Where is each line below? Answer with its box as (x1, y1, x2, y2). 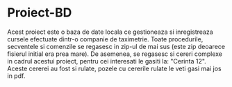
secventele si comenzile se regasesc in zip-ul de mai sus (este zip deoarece (7, 42, 226, 50)
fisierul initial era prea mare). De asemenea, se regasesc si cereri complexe (7, 50, 223, 58)
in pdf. (7, 71, 26, 80)
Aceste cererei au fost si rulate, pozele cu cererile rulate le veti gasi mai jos (7, 64, 222, 72)
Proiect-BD (7, 5, 72, 21)
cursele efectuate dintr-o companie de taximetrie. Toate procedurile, (7, 35, 204, 43)
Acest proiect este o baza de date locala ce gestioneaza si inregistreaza (7, 28, 213, 36)
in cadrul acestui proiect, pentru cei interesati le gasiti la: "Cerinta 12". (7, 57, 206, 65)
